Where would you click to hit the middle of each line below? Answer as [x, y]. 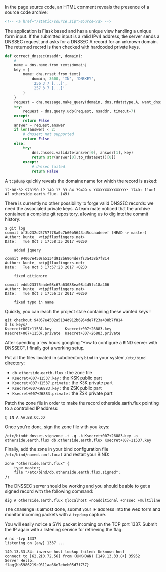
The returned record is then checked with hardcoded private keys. [73, 47]
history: [13, 219]
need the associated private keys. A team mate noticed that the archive [78, 208]
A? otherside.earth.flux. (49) [37, 194]
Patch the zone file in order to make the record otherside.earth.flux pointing [82, 403]
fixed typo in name [34, 302]
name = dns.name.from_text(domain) [51, 65]
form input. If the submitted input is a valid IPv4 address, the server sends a [82, 36]
